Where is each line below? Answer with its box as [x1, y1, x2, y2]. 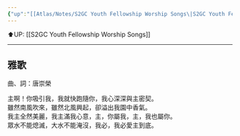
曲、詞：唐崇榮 [7, 79, 51, 88]
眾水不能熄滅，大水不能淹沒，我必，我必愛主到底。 [7, 121, 158, 130]
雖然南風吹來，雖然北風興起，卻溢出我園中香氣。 [7, 103, 151, 112]
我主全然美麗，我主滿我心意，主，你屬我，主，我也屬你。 [7, 112, 176, 121]
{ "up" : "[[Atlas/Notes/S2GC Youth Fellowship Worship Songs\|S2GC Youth [7, 10, 225, 18]
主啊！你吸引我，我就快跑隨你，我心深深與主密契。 [7, 94, 158, 103]
